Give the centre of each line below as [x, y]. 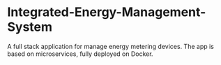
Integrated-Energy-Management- [107, 12]
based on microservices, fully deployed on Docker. [80, 54]
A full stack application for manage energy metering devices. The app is [110, 46]
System [30, 27]
